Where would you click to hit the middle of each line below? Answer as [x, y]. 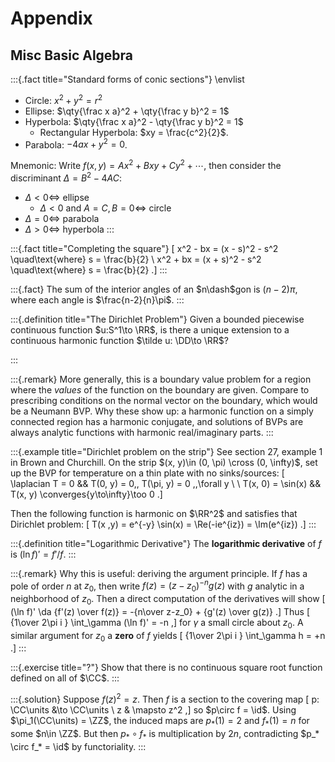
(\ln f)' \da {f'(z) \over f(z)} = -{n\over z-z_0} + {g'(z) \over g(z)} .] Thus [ [160, 611]
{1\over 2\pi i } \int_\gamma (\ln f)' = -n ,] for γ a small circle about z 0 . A [157, 623]
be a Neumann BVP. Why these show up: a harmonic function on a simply [162, 411]
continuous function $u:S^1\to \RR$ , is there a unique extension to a [150, 329]
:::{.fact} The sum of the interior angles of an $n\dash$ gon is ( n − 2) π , [154, 289]
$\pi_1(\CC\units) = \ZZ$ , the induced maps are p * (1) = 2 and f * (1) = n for [160, 722]
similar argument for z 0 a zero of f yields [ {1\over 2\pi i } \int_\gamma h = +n [168, 636]
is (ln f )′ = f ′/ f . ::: [43, 554]
